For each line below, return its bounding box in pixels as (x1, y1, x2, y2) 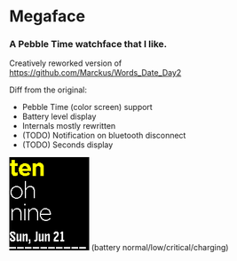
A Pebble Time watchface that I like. (9, 38, 168, 51)
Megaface (9, 6, 86, 27)
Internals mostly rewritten (21, 121, 116, 131)
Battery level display (21, 111, 97, 122)
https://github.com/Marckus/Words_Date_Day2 (9, 67, 182, 78)
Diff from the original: (9, 84, 87, 95)
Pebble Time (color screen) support (21, 102, 153, 113)
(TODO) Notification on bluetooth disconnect (21, 130, 186, 141)
